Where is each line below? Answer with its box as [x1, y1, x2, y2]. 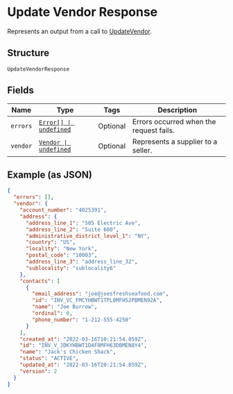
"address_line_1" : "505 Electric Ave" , [25, 219, 141, 226]
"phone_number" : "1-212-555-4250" [32, 316, 132, 323]
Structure [7, 47, 50, 59]
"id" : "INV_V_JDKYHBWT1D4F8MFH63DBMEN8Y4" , [19, 342, 148, 349]
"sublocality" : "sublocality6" [25, 264, 116, 271]
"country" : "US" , [25, 239, 76, 246]
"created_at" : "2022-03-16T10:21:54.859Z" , [19, 336, 148, 343]
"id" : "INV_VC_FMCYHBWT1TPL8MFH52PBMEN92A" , [32, 297, 163, 304]
